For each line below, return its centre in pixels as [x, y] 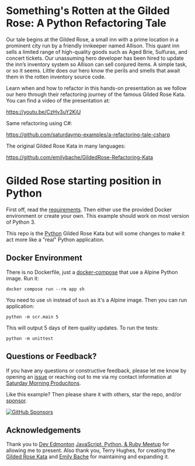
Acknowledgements [43, 430]
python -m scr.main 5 [32, 317]
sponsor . [17, 400]
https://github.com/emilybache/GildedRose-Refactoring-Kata [80, 157]
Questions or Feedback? [52, 356]
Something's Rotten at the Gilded [88, 11]
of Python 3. [21, 222]
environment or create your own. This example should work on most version [98, 215]
